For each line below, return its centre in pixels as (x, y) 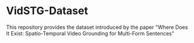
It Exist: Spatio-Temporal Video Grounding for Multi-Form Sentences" (90, 33)
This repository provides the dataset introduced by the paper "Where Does (97, 27)
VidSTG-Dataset (47, 11)
